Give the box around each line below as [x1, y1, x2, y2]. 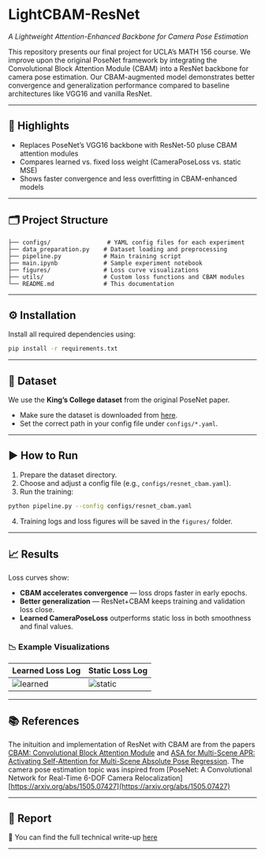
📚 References [8, 715, 80, 728]
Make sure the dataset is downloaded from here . [19, 411, 178, 420]
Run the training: [19, 487, 73, 496]
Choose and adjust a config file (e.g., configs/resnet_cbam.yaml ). [19, 478, 231, 487]
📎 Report [8, 812, 52, 825]
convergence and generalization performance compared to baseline [8, 81, 230, 90]
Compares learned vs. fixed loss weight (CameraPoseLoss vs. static [19, 156, 241, 167]
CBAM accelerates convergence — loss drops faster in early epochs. [19, 588, 248, 597]
